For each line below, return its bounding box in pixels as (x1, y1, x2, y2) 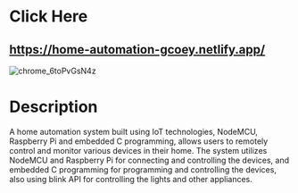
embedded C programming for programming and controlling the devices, (9, 164, 277, 175)
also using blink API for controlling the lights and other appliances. (9, 173, 252, 184)
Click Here (9, 6, 88, 27)
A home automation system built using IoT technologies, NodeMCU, (9, 126, 259, 137)
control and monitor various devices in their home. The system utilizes (9, 145, 268, 155)
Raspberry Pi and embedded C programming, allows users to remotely (9, 136, 269, 147)
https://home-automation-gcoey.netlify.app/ (9, 42, 266, 57)
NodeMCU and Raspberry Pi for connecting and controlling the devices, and (9, 155, 290, 165)
